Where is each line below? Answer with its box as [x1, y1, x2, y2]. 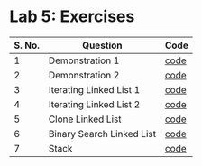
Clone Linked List [48, 113, 122, 125]
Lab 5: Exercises [9, 6, 135, 27]
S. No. [14, 39, 41, 51]
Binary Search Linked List [48, 127, 156, 140]
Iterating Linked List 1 [48, 83, 141, 96]
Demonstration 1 [48, 54, 120, 67]
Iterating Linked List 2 [48, 97, 141, 110]
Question [82, 39, 124, 51]
